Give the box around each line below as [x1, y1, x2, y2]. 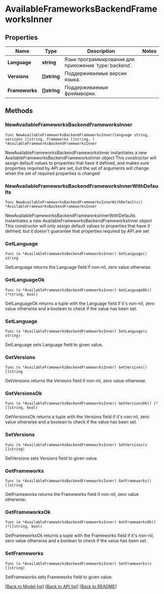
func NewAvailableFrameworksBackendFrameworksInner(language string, [5, 132, 150, 137]
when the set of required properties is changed [5, 170, 100, 176]
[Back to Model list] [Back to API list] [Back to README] [5, 583, 117, 589]
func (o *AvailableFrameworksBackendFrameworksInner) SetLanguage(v [5, 329, 147, 334]
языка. [64, 76, 81, 83]
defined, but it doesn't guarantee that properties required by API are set [5, 228, 149, 234]
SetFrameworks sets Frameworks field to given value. [5, 574, 113, 580]
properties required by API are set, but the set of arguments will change [5, 165, 149, 171]
